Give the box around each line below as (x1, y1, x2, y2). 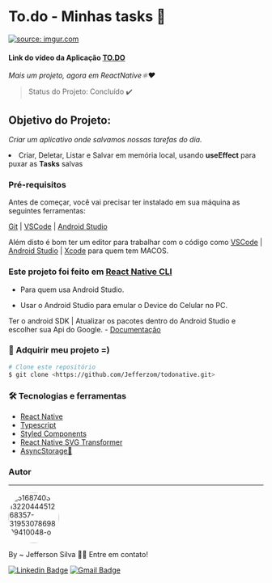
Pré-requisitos (8, 179, 66, 190)
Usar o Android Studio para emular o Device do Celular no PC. (19, 300, 228, 310)
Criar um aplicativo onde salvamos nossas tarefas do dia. (8, 134, 202, 144)
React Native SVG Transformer (19, 437, 123, 447)
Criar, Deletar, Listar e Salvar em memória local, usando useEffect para (19, 150, 257, 160)
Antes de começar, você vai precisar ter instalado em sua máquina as (8, 197, 240, 207)
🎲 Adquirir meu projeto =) (8, 344, 110, 356)
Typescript (19, 420, 57, 429)
